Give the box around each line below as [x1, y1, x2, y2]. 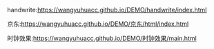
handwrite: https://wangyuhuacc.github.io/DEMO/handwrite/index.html [7, 6, 207, 14]
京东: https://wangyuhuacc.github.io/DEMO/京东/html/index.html [7, 20, 189, 28]
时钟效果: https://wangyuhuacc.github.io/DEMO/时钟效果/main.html [7, 34, 197, 42]
